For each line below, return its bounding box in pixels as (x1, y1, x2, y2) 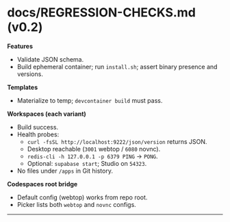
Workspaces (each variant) (7, 110, 87, 118)
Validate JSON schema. (16, 55, 84, 63)
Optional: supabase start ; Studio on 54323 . (27, 159, 147, 167)
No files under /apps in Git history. (16, 166, 113, 175)
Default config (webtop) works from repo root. (16, 193, 148, 201)
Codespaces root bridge (7, 180, 78, 188)
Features (7, 42, 33, 50)
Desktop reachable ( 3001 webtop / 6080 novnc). (27, 145, 161, 153)
